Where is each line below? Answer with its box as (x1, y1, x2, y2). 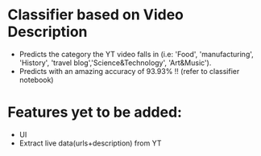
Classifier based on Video (7, 6, 184, 24)
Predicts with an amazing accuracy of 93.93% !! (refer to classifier (19, 66, 240, 76)
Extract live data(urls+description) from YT (19, 138, 162, 148)
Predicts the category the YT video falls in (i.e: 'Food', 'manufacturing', (19, 49, 255, 59)
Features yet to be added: (7, 103, 183, 121)
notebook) (19, 75, 54, 84)
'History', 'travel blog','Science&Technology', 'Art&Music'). (19, 58, 212, 68)
